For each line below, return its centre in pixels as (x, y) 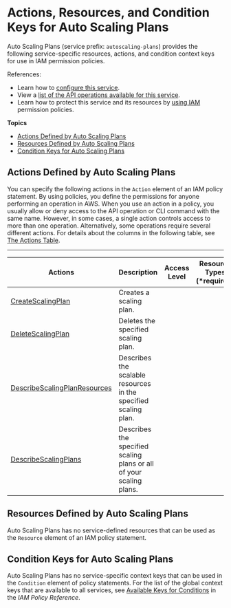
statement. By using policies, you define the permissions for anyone (103, 196)
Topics (17, 122)
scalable (132, 375)
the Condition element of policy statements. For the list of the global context (115, 583)
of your (130, 472)
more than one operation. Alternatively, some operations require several (109, 226)
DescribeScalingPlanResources (61, 388)
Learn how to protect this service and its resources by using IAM (109, 102)
